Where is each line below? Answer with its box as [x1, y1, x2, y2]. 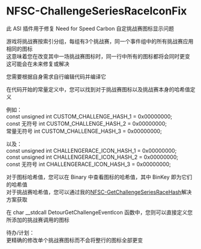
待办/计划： [6, 229, 35, 236]
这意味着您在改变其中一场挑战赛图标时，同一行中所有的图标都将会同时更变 [6, 52, 190, 60]
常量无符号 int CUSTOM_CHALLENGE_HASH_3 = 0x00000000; [6, 128, 162, 135]
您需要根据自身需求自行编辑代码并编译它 [6, 73, 106, 80]
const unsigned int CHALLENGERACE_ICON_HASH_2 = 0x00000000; [6, 153, 179, 161]
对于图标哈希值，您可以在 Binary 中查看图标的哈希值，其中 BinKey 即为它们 [6, 173, 193, 180]
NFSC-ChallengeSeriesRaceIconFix [6, 4, 187, 18]
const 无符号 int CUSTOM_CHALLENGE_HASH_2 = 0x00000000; [6, 120, 167, 127]
